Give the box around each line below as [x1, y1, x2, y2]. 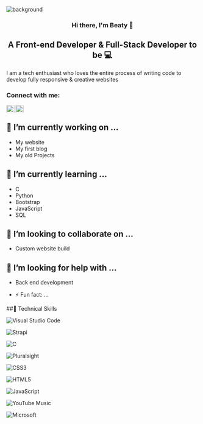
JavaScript [15, 205, 43, 212]
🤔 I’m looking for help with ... [6, 263, 117, 273]
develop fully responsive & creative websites [6, 76, 119, 83]
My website [15, 138, 45, 146]
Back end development [15, 279, 74, 286]
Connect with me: [6, 91, 60, 99]
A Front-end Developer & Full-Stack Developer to [8, 40, 197, 50]
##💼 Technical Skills [6, 305, 57, 313]
